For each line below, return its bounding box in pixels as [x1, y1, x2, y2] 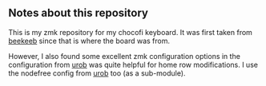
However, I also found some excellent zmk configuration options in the [8, 51, 240, 61]
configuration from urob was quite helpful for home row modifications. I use [8, 60, 259, 69]
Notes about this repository [8, 6, 148, 20]
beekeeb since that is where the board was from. [8, 36, 171, 45]
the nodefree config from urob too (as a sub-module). [8, 68, 186, 78]
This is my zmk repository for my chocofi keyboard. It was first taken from [8, 27, 252, 37]
